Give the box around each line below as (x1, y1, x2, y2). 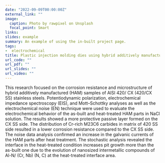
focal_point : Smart (9, 26, 50, 30)
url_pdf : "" (5, 62, 29, 67)
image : (5, 16, 19, 21)
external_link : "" (5, 12, 43, 17)
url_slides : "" (5, 67, 36, 72)
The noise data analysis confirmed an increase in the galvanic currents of (5, 131, 154, 137)
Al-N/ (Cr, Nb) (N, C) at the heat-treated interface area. (5, 152, 116, 158)
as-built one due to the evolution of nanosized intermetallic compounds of (5, 147, 155, 153)
